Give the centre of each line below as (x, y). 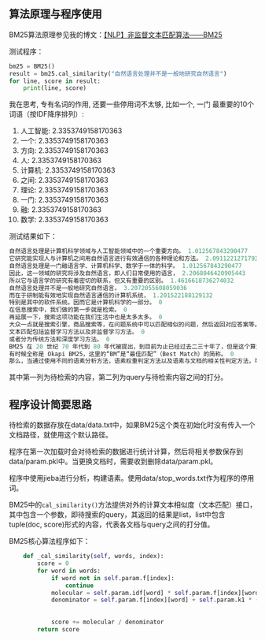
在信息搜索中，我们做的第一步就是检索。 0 (68, 310)
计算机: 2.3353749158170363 (68, 170)
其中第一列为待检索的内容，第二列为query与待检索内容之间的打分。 (118, 378)
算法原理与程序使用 (55, 14)
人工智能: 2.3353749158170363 (71, 131)
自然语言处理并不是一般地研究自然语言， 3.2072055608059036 (98, 288)
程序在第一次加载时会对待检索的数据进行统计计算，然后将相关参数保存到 (126, 452)
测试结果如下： (33, 236)
